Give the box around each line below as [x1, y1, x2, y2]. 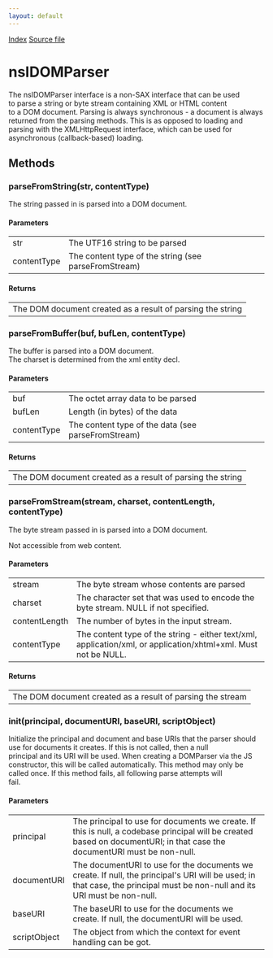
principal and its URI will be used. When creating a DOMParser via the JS [8, 751, 253, 761]
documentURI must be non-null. [72, 846, 197, 857]
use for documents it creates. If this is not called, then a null [8, 742, 209, 752]
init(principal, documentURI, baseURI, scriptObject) [8, 715, 216, 726]
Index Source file [8, 34, 65, 44]
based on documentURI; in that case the [72, 835, 226, 847]
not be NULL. [76, 648, 127, 660]
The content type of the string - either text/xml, [76, 628, 258, 639]
